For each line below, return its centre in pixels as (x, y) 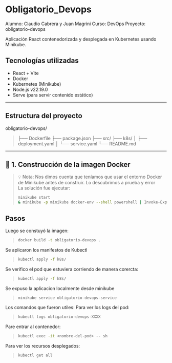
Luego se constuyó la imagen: (37, 231)
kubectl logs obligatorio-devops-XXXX (59, 317)
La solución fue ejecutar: (44, 188)
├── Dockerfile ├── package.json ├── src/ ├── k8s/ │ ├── (82, 138)
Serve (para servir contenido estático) (53, 95)
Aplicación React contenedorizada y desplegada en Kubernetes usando (81, 39)
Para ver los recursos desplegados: (43, 346)
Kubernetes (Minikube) (37, 84)
